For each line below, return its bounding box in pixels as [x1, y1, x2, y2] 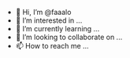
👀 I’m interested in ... [15, 16, 83, 25]
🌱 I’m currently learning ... [15, 24, 100, 33]
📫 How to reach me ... [15, 42, 89, 50]
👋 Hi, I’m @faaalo [15, 8, 72, 16]
